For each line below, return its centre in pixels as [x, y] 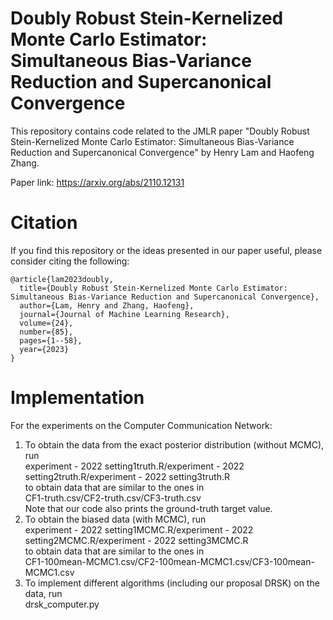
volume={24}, [46, 323]
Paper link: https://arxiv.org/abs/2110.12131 [97, 182]
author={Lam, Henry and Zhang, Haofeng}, [107, 305]
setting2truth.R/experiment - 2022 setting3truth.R [127, 476]
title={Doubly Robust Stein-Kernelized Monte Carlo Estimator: [153, 288]
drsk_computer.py [62, 604]
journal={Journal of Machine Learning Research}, [124, 314]
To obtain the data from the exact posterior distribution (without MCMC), [174, 444]
